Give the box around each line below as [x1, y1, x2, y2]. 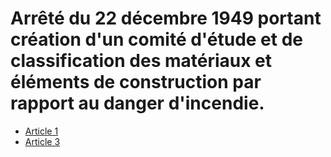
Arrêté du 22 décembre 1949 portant [10, 7, 322, 30]
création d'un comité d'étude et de [10, 28, 303, 51]
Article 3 [24, 135, 61, 147]
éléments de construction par [10, 71, 262, 94]
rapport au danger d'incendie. [10, 92, 265, 115]
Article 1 [24, 125, 59, 137]
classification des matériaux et [10, 50, 273, 72]
